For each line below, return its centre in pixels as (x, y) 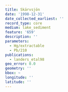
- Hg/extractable (27, 46)
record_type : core (24, 23)
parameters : (17, 41)
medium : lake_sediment (28, 28)
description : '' (21, 37)
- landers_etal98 (27, 59)
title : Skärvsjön (23, 9)
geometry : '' (18, 69)
